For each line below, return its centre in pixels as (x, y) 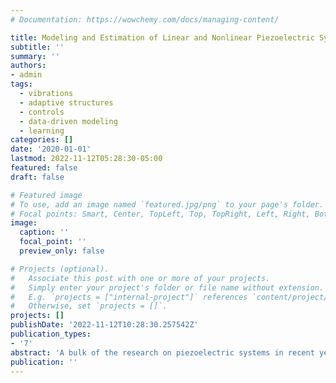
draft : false (37, 177)
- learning (42, 131)
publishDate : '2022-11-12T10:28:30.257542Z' (104, 325)
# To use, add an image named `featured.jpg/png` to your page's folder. (167, 204)
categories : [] (42, 140)
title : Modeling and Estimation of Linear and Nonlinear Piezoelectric (162, 37)
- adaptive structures (66, 102)
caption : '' (44, 232)
